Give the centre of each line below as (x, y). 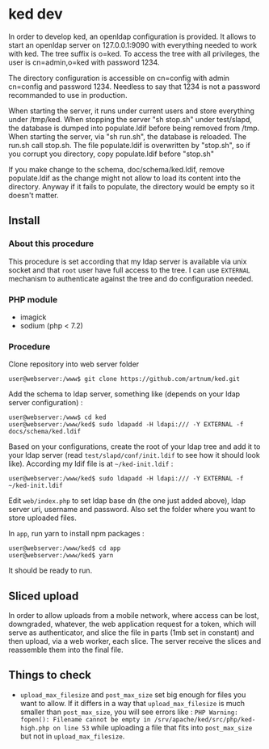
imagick (33, 317)
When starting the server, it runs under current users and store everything (131, 111)
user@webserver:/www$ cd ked (57, 417)
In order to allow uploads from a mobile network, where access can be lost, (134, 616)
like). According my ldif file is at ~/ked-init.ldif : (91, 464)
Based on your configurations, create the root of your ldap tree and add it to (134, 446)
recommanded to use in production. (68, 95)
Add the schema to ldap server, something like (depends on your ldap (124, 394)
